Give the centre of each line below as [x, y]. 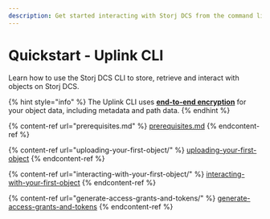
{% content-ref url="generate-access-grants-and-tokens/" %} [112, 198]
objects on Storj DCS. [44, 86]
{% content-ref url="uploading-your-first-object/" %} [96, 150]
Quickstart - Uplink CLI [86, 55]
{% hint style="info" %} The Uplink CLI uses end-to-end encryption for [127, 102]
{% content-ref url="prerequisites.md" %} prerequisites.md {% [112, 126]
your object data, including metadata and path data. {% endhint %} [119, 110]
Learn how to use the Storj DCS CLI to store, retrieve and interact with [124, 78]
